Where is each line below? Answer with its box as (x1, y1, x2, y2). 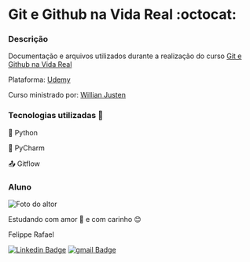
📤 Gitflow (8, 159, 41, 168)
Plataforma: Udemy (8, 75, 71, 84)
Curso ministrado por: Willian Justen (8, 90, 126, 100)
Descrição (8, 34, 49, 45)
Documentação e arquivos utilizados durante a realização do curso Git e (8, 51, 242, 61)
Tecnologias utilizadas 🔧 (8, 110, 104, 121)
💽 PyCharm (8, 143, 46, 153)
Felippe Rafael (8, 230, 55, 239)
